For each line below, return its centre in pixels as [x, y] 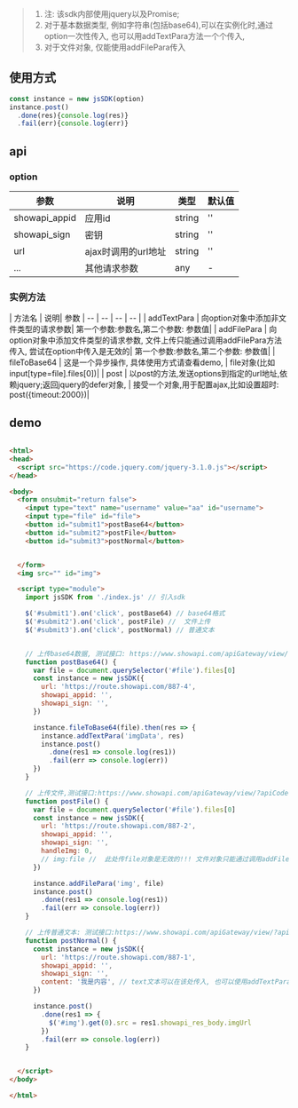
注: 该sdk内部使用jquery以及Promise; [112, 14]
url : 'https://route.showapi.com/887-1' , [119, 957]
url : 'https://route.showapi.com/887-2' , [119, 826]
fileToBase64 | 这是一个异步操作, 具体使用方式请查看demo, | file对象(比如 [142, 362]
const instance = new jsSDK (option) [77, 99]
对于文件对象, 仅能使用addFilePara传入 [115, 47]
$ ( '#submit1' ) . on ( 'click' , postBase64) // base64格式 [125, 613]
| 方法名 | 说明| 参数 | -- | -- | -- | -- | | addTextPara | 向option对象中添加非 [144, 318]
